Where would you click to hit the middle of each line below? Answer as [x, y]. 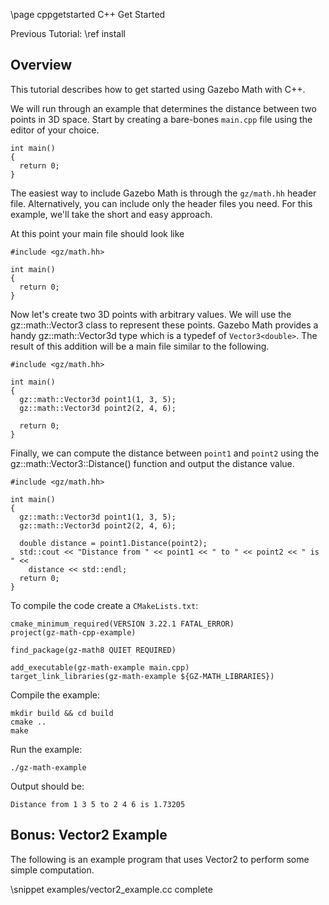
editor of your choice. [55, 130]
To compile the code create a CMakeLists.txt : [104, 605]
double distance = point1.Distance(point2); [113, 543]
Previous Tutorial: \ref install [68, 33]
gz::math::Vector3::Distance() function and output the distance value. [152, 463]
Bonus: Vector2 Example [89, 835]
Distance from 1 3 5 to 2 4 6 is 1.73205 [98, 804]
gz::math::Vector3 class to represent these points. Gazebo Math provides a [164, 325]
